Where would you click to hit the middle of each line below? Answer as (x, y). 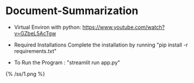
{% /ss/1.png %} (25, 74)
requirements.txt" (35, 51)
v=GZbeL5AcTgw (35, 33)
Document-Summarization (72, 11)
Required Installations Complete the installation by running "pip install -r (101, 45)
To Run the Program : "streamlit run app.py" (67, 62)
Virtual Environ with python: (48, 27)
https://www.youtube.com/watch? (124, 27)
